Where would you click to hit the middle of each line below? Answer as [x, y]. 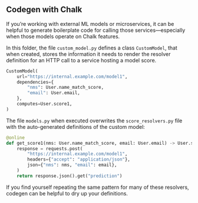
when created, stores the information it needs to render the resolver [88, 54]
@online [16, 138]
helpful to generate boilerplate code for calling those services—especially [96, 30]
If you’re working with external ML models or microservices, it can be [90, 24]
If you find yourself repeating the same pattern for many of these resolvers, [98, 187]
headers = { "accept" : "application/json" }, [79, 159]
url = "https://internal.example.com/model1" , [72, 76]
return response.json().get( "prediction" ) [70, 176]
